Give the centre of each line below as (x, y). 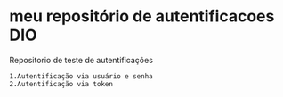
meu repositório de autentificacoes (142, 16)
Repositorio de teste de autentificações (81, 60)
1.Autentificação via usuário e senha (81, 76)
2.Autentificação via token (61, 84)
